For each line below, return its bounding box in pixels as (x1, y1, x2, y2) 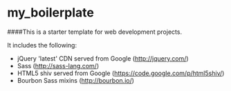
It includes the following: (7, 41, 77, 49)
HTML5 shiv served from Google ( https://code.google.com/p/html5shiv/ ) (17, 69, 225, 77)
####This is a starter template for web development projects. (7, 28, 182, 36)
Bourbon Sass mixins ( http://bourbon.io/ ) (17, 76, 135, 84)
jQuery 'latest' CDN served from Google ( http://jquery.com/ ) (17, 54, 189, 63)
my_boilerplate (7, 5, 95, 21)
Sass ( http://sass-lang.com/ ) (17, 61, 100, 70)
